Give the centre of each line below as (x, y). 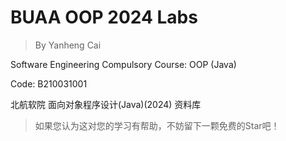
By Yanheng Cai (68, 45)
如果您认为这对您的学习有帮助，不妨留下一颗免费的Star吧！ (157, 125)
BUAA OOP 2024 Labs (104, 17)
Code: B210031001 (49, 83)
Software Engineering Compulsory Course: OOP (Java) (123, 64)
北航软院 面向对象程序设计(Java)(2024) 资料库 (106, 104)
